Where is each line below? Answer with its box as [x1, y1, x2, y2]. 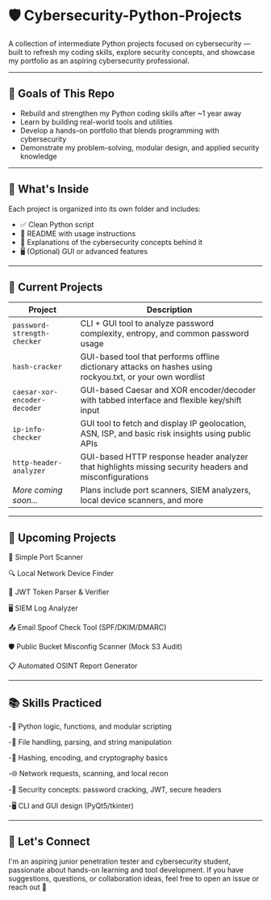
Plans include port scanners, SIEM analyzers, [80, 484, 252, 496]
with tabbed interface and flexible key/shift [80, 395, 242, 406]
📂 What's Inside [8, 183, 90, 196]
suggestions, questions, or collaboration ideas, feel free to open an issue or [8, 873, 260, 883]
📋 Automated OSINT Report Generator [8, 661, 138, 671]
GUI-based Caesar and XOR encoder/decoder [80, 385, 256, 396]
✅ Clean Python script [19, 219, 94, 229]
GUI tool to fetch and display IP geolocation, [80, 418, 247, 429]
